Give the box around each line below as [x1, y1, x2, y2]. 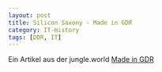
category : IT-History [8, 26, 80, 34]
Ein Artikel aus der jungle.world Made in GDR [8, 55, 154, 64]
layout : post [8, 11, 51, 20]
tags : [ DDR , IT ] [8, 33, 62, 41]
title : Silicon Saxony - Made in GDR [8, 19, 133, 27]
